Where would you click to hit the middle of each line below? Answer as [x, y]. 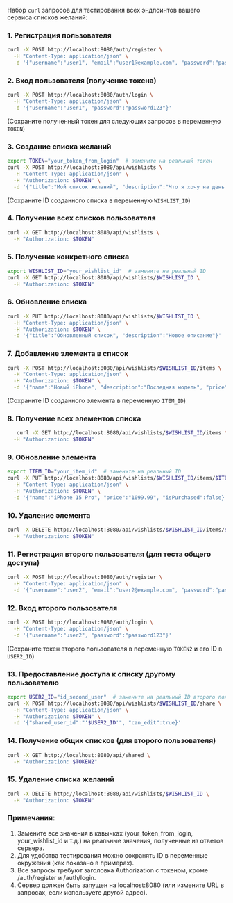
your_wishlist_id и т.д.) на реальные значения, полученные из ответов [120, 840]
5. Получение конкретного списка [68, 257]
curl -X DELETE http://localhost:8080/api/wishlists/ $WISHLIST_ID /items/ [116, 530]
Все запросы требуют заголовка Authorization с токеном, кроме [113, 870]
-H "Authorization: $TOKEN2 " [55, 762]
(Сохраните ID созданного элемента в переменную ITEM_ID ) [96, 401]
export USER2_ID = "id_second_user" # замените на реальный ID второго [111, 697]
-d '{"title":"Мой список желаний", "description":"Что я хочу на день [119, 187]
